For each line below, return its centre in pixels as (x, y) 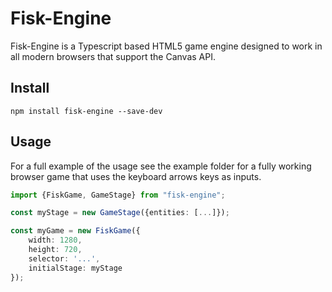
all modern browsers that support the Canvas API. (113, 56)
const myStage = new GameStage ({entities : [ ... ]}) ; (120, 213)
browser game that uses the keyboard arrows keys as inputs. (136, 176)
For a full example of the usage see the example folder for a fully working (161, 166)
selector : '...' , (64, 258)
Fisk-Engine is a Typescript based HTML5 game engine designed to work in (166, 46)
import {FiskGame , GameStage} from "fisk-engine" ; (118, 195)
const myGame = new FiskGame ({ (75, 231)
